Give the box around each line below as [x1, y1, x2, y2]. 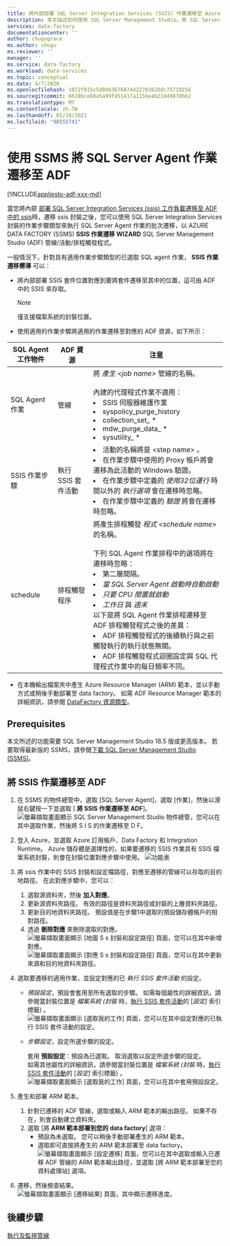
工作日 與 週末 [102, 600, 148, 610]
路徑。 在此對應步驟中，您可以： [23, 877, 115, 885]
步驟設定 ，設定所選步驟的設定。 [27, 1038, 118, 1046]
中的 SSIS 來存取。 [16, 285, 71, 293]
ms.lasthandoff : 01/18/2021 [7, 112, 88, 119]
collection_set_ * [102, 415, 157, 425]
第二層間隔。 [102, 570, 144, 579]
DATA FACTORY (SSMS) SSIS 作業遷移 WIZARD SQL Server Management [7, 230, 214, 239]
